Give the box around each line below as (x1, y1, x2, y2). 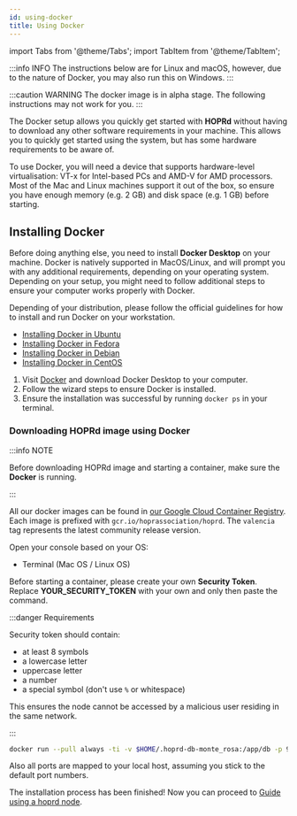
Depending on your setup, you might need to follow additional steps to (9, 276, 265, 287)
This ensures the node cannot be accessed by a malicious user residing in (9, 701, 280, 712)
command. (9, 595, 49, 605)
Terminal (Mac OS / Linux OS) (21, 558, 131, 569)
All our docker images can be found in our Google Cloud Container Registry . (9, 505, 286, 516)
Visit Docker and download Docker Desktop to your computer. (21, 374, 248, 385)
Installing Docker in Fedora (21, 338, 120, 350)
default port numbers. (9, 770, 89, 781)
